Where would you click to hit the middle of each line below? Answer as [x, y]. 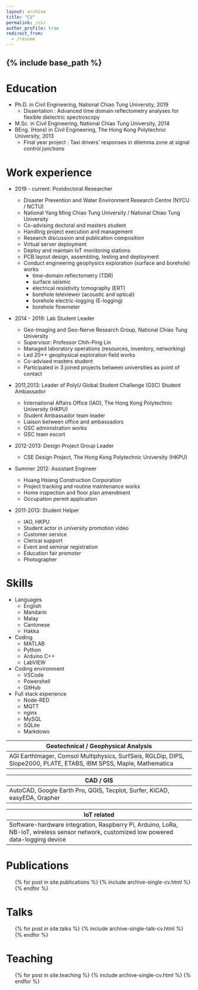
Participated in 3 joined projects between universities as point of [101, 367]
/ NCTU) [34, 207]
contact [33, 374]
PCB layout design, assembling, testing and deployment [91, 257]
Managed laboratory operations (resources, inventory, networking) [104, 349]
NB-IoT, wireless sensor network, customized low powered [91, 832]
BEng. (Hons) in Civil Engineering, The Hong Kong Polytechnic [90, 130]
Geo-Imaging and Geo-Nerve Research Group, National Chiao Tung [105, 330]
